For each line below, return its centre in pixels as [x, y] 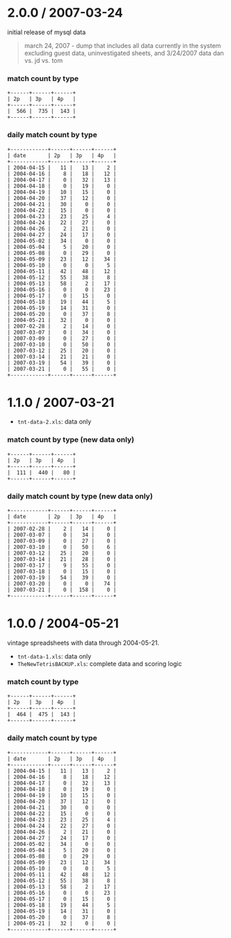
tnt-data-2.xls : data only [54, 422]
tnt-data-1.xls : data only [54, 656]
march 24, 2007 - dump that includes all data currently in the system [122, 45]
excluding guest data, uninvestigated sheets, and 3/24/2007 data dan [124, 53]
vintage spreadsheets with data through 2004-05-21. [83, 643]
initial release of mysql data [47, 32]
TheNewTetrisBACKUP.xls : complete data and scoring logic [99, 664]
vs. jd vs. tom [43, 60]
